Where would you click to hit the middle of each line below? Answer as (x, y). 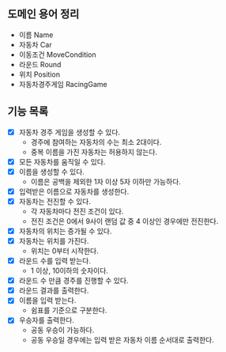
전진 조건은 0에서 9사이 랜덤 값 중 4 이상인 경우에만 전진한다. (124, 221)
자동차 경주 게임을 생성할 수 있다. (69, 132)
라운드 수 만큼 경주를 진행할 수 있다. (73, 281)
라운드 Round (40, 64)
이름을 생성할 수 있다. (51, 172)
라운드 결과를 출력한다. (54, 290)
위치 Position (40, 74)
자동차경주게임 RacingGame (63, 84)
